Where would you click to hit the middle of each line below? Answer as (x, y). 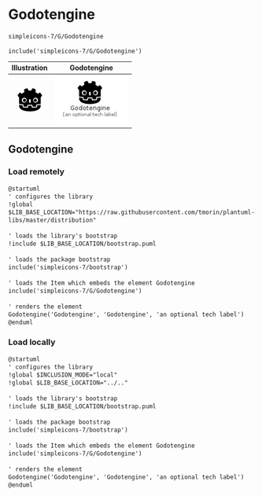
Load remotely (37, 171)
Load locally (32, 342)
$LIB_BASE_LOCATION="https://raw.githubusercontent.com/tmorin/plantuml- (132, 212)
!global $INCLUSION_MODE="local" (63, 375)
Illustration (30, 68)
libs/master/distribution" (52, 220)
